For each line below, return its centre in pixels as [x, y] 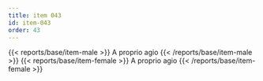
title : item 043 [35, 15]
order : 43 [24, 30]
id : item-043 [30, 23]
